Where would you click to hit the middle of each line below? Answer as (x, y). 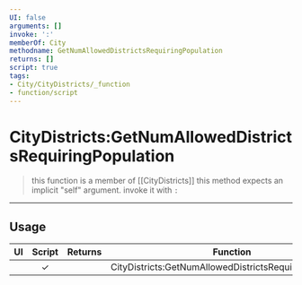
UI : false (28, 17)
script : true (34, 68)
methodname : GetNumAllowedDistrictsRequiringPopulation (116, 51)
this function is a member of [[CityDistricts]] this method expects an (157, 181)
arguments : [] (36, 26)
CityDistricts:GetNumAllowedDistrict (151, 137)
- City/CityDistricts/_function (70, 84)
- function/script (44, 92)
